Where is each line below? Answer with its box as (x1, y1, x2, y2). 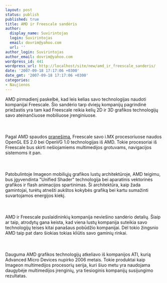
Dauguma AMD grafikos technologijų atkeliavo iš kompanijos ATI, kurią (5, 251, 151, 257)
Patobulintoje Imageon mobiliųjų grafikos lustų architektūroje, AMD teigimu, (5, 171, 161, 177)
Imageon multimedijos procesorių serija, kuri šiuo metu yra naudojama (5, 262, 150, 268)
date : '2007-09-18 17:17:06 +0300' (5, 68, 80, 74)
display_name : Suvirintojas (10, 31, 69, 36)
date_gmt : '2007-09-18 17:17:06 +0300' (5, 73, 89, 78)
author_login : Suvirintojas (5, 49, 64, 54)
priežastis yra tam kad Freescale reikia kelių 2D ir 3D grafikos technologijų (5, 107, 158, 113)
